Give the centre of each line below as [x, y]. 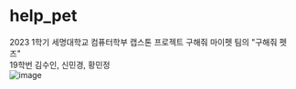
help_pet [43, 16]
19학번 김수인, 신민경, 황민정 [60, 64]
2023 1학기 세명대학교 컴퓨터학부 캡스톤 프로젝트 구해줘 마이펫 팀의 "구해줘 [143, 42]
